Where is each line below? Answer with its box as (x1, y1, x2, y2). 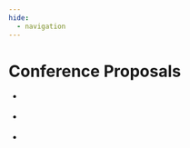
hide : (8, 13, 29, 23)
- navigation (16, 22, 66, 31)
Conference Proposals (8, 61, 182, 82)
